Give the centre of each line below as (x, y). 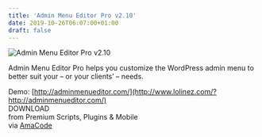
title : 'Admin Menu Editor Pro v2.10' (72, 15)
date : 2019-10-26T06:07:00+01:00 (64, 23)
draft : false (30, 30)
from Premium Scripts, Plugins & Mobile (73, 117)
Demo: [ (21, 92)
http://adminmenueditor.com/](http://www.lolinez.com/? (125, 92)
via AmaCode (31, 126)
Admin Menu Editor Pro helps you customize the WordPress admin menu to (131, 68)
